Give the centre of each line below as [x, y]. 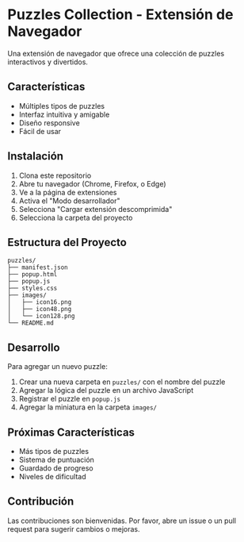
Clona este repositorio [55, 175]
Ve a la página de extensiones [68, 192]
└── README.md [31, 323]
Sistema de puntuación [56, 459]
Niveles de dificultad [52, 477]
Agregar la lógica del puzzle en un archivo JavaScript [106, 390]
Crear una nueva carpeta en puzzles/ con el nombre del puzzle [122, 382]
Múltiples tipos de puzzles [61, 106]
